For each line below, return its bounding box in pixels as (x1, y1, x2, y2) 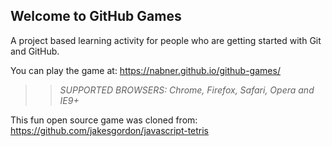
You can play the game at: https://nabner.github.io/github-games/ (10, 64, 281, 76)
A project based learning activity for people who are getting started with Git (10, 34, 322, 46)
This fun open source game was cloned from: (10, 114, 198, 126)
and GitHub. (10, 45, 60, 57)
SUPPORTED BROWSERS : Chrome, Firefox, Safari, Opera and (59, 84, 315, 96)
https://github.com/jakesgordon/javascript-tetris (10, 124, 210, 136)
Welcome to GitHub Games (10, 8, 182, 25)
